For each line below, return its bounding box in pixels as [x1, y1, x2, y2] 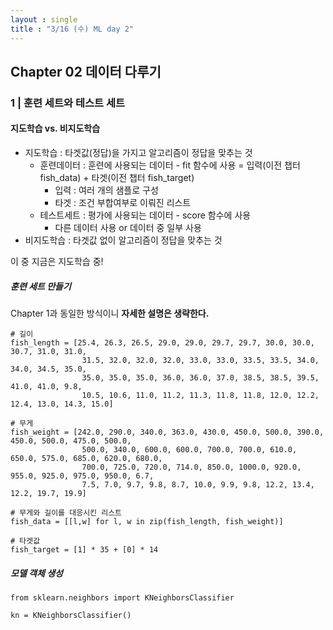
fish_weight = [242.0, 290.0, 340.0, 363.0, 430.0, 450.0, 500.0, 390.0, [10, 427, 325, 437]
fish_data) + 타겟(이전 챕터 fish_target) [39, 172, 195, 184]
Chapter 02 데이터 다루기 [10, 63, 162, 80]
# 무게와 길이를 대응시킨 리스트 [10, 507, 123, 518]
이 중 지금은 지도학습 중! [10, 256, 104, 268]
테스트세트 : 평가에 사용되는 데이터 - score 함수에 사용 [39, 209, 252, 221]
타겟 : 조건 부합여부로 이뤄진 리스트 [54, 197, 192, 209]
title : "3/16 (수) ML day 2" [10, 24, 135, 34]
